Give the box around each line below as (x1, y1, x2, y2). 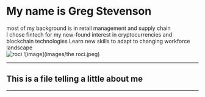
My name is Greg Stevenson (6, 4, 152, 18)
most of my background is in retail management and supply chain (6, 24, 171, 32)
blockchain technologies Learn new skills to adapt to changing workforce (6, 37, 190, 45)
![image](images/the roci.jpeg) (23, 50, 100, 57)
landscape (6, 44, 33, 51)
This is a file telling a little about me (6, 74, 143, 84)
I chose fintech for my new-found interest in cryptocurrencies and (6, 31, 173, 38)
